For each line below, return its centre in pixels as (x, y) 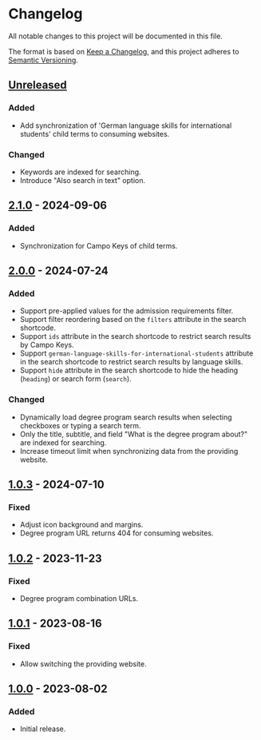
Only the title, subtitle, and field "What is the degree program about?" (134, 434)
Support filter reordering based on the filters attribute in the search (133, 320)
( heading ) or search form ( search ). (75, 379)
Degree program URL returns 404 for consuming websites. (117, 533)
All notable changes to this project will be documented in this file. (116, 36)
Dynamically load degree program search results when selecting (126, 417)
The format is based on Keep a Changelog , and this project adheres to (124, 51)
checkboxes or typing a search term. (80, 425)
